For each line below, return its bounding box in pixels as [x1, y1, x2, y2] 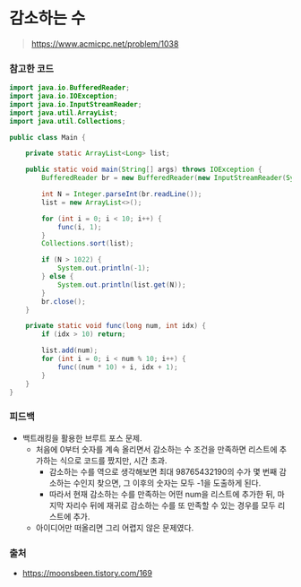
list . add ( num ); [41, 346, 99, 355]
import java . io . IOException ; [9, 91, 118, 101]
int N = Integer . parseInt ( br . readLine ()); [41, 190, 202, 199]
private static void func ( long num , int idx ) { [25, 322, 206, 331]
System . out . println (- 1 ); [56, 263, 150, 273]
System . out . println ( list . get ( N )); [56, 280, 186, 289]
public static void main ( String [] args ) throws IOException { [25, 165, 262, 175]
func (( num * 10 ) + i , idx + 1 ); [56, 362, 178, 372]
